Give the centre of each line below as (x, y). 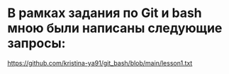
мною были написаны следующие (115, 28)
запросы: (37, 43)
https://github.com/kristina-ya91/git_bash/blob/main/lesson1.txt (100, 63)
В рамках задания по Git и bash (105, 13)
